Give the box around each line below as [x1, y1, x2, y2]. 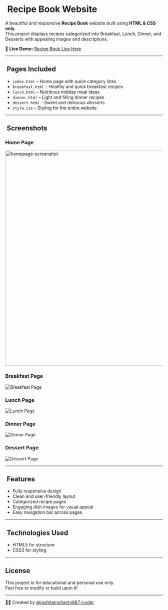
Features [6, 475, 35, 483]
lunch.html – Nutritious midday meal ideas [12, 89, 100, 95]
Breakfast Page [5, 373, 43, 380]
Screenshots [6, 124, 47, 133]
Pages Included [6, 65, 56, 74]
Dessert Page [5, 444, 39, 451]
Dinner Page [5, 420, 36, 427]
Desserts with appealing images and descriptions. [5, 36, 108, 42]
